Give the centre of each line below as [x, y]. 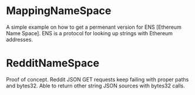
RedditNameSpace [53, 63]
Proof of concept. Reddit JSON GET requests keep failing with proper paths [97, 79]
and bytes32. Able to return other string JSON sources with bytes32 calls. [95, 86]
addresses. [20, 39]
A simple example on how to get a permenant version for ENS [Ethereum [94, 27]
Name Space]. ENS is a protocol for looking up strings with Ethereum [90, 33]
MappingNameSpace [59, 11]
